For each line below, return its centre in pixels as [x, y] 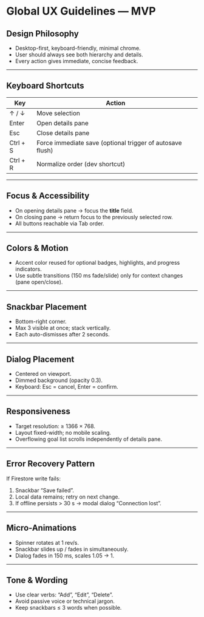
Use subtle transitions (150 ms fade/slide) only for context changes [99, 276]
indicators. [28, 269]
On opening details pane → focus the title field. [74, 210]
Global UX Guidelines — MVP [81, 11]
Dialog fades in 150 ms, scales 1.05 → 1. [65, 555]
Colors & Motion [37, 248]
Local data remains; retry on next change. [67, 497]
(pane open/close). [39, 282]
